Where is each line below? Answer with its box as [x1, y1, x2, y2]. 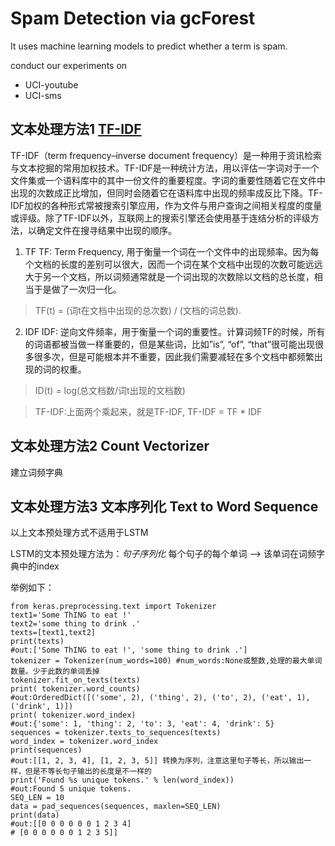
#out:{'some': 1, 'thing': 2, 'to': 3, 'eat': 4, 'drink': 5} [10, 719, 275, 729]
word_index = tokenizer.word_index [10, 737, 159, 747]
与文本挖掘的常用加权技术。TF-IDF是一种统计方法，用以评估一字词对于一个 [10, 162, 320, 174]
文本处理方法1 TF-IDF [10, 121, 142, 138]
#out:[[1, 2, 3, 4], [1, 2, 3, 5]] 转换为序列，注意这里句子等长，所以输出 [10, 756, 305, 766]
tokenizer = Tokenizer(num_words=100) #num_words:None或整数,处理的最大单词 [10, 656, 323, 666]
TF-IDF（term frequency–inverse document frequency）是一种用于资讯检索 [10, 149, 323, 161]
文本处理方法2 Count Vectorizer [10, 438, 210, 455]
